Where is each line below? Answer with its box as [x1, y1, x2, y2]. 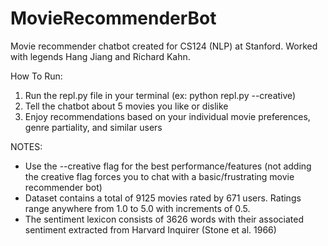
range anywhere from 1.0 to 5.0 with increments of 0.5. [24, 202, 251, 214]
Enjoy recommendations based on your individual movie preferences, [24, 110, 311, 122]
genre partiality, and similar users [24, 121, 163, 133]
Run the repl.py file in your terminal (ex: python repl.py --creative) [24, 89, 297, 101]
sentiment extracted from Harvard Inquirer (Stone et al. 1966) [24, 223, 277, 236]
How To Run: [10, 70, 63, 82]
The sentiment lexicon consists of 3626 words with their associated [24, 213, 304, 225]
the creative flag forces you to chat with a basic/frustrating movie [24, 170, 295, 182]
